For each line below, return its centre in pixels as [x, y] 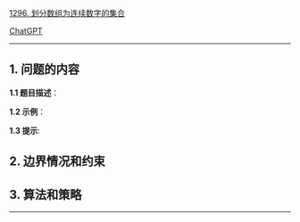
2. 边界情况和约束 [57, 162]
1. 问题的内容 [45, 70]
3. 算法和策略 [46, 194]
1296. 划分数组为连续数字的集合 [67, 13]
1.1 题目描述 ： [34, 93]
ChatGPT [26, 31]
